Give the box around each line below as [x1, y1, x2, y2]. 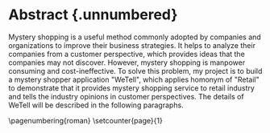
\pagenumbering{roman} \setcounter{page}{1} [8, 115, 163, 125]
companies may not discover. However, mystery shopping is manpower [8, 58, 246, 67]
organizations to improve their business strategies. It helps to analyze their [8, 40, 256, 50]
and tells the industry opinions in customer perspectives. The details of [8, 91, 244, 101]
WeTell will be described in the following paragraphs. [8, 100, 184, 110]
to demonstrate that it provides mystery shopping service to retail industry [8, 83, 255, 93]
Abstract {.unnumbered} [8, 6, 178, 24]
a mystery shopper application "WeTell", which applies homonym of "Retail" [8, 75, 260, 84]
